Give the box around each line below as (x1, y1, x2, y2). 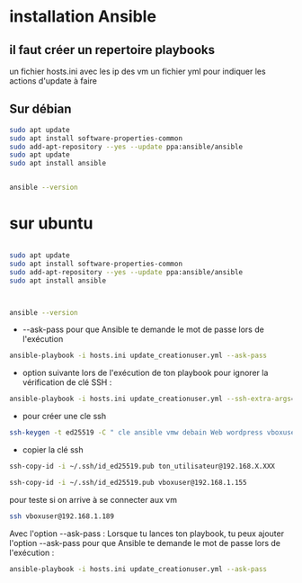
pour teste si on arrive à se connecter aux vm (9, 494, 178, 505)
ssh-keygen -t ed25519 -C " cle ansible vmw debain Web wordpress (9, 428, 263, 437)
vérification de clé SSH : (22, 377, 112, 388)
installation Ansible (9, 6, 157, 27)
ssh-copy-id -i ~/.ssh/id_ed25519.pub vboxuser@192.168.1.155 (9, 478, 247, 487)
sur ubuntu (9, 213, 93, 234)
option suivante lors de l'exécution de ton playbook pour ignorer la (22, 367, 269, 379)
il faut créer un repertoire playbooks (9, 42, 216, 58)
